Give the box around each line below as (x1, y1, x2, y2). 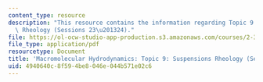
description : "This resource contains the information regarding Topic (8, 19, 247, 27)
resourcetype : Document (8, 48, 86, 55)
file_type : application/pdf (8, 41, 100, 48)
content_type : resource (8, 11, 86, 20)
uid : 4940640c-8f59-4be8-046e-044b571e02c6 (8, 62, 153, 70)
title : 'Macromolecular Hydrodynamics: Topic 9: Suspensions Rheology (8, 55, 243, 63)
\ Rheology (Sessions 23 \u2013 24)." (15, 26, 135, 34)
